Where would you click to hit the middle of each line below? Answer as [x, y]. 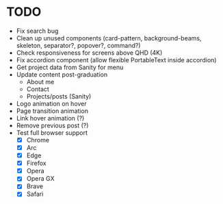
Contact [38, 89]
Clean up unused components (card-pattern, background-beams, [109, 38]
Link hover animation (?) [50, 118]
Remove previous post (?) [52, 125]
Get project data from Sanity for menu [70, 67]
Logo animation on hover [51, 103]
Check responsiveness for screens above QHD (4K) [89, 53]
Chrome [38, 140]
